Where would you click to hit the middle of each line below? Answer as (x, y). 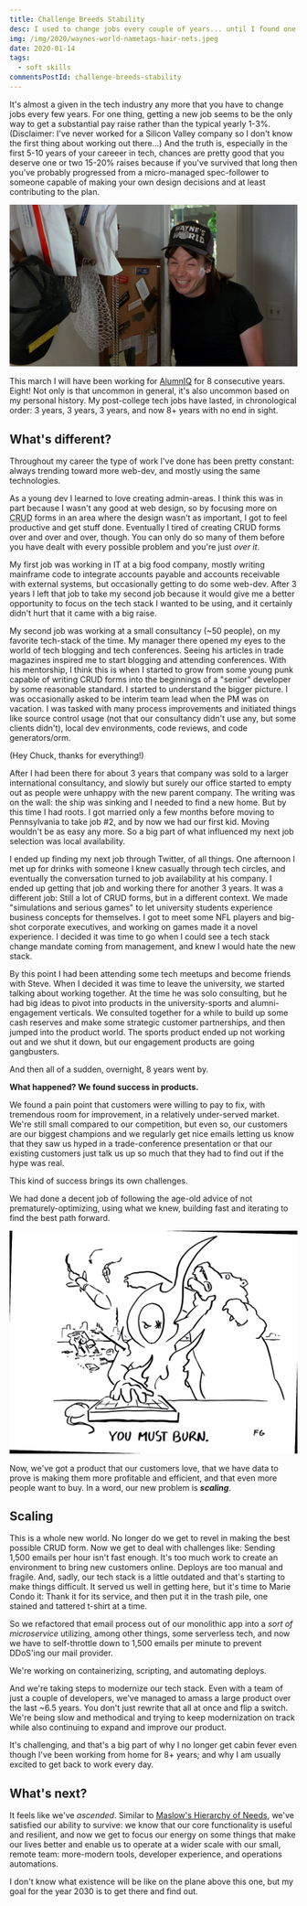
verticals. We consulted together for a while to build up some (174, 1013)
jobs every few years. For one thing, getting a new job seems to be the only (151, 113)
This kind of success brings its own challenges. (99, 1181)
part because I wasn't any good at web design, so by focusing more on (143, 509)
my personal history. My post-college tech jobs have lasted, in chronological (153, 401)
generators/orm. (40, 738)
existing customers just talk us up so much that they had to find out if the (147, 1153)
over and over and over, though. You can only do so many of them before (147, 537)
